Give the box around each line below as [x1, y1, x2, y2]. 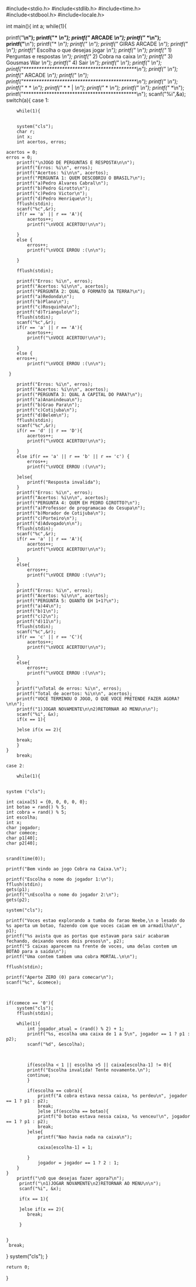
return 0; [6, 1264, 31, 1270]
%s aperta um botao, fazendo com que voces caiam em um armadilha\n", [6, 923, 183, 929]
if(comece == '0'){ [6, 1000, 54, 1006]
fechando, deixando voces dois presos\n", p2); [6, 938, 125, 944]
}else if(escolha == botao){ [37, 1108, 109, 1114]
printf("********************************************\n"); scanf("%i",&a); [6, 91, 186, 97]
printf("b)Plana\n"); [16, 299, 69, 305]
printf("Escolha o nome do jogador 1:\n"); [6, 876, 114, 882]
